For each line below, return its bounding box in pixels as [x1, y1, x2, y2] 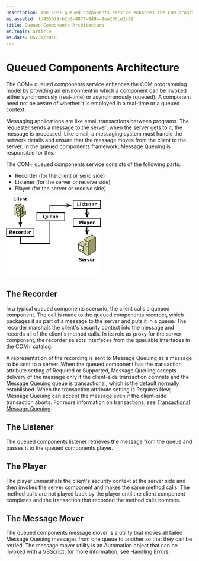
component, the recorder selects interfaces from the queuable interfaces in [6, 336, 191, 343]
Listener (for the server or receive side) [14, 178, 111, 186]
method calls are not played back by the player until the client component [6, 490, 185, 497]
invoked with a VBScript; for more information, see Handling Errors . [6, 548, 171, 556]
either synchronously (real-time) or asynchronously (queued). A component [6, 93, 191, 101]
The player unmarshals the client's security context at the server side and [6, 477, 186, 484]
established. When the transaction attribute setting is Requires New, [6, 386, 172, 393]
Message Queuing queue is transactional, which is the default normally [6, 380, 179, 387]
